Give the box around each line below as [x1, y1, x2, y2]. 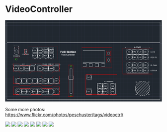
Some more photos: [5, 106, 46, 112]
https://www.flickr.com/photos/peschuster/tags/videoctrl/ [5, 112, 124, 118]
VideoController [5, 3, 73, 15]
